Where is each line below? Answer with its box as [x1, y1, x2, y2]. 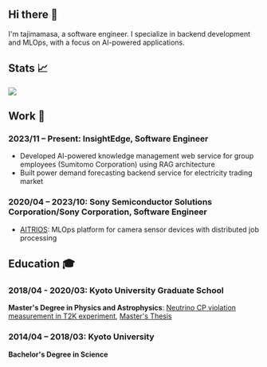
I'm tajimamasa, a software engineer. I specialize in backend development [8, 29, 251, 38]
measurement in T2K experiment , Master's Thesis [8, 311, 173, 321]
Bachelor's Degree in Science [8, 349, 108, 359]
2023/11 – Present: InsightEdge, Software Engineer [8, 133, 209, 144]
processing [19, 232, 57, 243]
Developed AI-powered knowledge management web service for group [19, 151, 254, 161]
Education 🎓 [8, 257, 76, 271]
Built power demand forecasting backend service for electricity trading [19, 168, 253, 178]
